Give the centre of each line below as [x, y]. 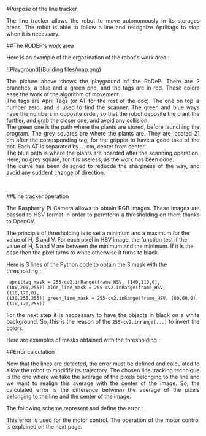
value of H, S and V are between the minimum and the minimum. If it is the [100, 246]
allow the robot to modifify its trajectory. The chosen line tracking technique [103, 370]
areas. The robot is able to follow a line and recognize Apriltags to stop [103, 27]
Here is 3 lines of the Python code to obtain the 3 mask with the [87, 264]
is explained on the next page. [44, 426]
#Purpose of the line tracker [42, 9]
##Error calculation [31, 352]
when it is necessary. [33, 34]
